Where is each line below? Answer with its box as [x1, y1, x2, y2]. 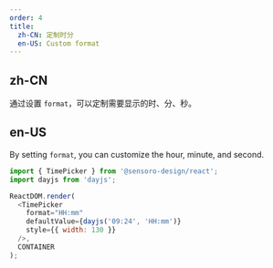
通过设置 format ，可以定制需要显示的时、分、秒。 [9, 98, 196, 109]
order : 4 [9, 13, 43, 23]
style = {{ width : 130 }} [26, 225, 117, 235]
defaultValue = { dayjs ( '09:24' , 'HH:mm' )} [26, 217, 182, 226]
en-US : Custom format [17, 38, 100, 48]
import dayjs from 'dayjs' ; [9, 175, 117, 184]
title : [9, 22, 35, 31]
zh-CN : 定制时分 [17, 30, 75, 39]
